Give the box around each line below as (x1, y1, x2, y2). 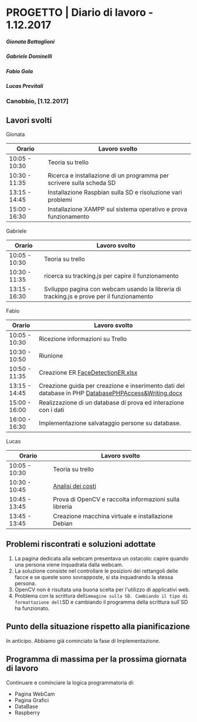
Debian (52, 519, 73, 527)
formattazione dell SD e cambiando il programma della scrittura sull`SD (14, 598, 188, 605)
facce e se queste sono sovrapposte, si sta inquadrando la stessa (14, 573, 174, 580)
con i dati (39, 406, 64, 414)
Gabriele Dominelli (6, 53, 52, 60)
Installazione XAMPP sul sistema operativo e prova (47, 205, 188, 213)
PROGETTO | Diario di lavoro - (6, 6, 154, 19)
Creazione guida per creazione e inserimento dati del (39, 382, 185, 390)
